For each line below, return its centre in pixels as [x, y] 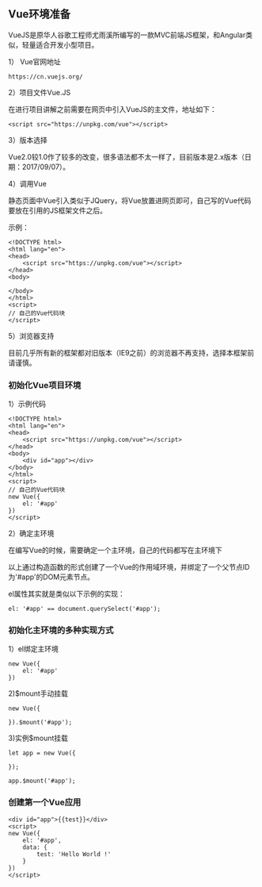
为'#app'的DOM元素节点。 [51, 577]
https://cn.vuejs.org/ [46, 77]
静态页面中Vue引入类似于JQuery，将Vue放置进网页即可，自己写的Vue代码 [130, 200]
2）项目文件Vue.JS [40, 92]
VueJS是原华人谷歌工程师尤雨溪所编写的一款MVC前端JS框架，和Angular [127, 35]
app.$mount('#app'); [42, 781]
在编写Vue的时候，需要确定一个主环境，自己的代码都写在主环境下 [116, 551]
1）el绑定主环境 [34, 649]
